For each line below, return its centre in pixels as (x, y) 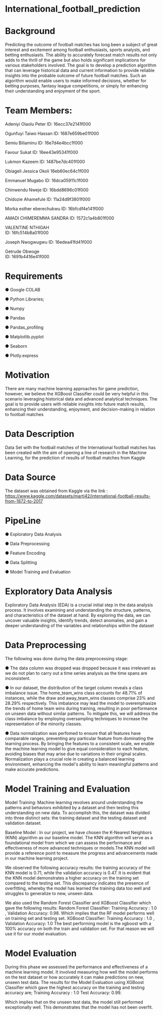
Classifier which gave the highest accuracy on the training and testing (75, 987)
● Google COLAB (23, 290)
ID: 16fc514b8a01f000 (27, 233)
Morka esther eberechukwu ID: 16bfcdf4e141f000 (54, 209)
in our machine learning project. (37, 858)
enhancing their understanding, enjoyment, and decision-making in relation (80, 409)
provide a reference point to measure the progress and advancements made (81, 853)
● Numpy (15, 308)
